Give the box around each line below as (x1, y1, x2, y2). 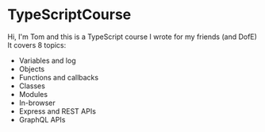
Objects (18, 64, 45, 73)
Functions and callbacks (18, 72, 99, 82)
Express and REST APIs (18, 106, 97, 116)
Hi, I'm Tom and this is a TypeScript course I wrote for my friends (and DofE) (7, 32, 257, 41)
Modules (18, 89, 48, 99)
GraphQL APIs (18, 115, 66, 124)
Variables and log (18, 56, 76, 65)
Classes (18, 81, 45, 91)
